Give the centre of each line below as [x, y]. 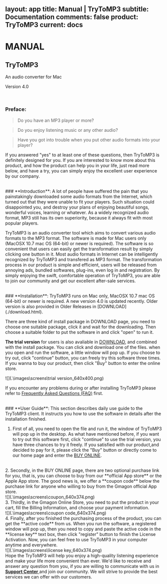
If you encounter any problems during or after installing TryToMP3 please [80, 388]
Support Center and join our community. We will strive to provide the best [81, 571]
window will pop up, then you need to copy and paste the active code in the [83, 529]
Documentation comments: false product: [72, 17]
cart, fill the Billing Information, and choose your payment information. [77, 507]
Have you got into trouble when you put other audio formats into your [89, 140]
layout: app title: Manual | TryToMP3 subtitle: [77, 9]
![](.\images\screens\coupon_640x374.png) [50, 497]
